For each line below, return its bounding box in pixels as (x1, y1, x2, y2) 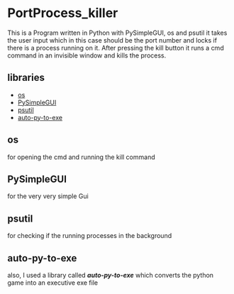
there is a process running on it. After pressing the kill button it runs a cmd (7, 43, 225, 52)
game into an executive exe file (7, 278, 98, 287)
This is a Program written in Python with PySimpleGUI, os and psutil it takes (7, 28, 228, 37)
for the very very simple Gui (7, 192, 89, 200)
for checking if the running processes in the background (7, 232, 172, 240)
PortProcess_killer (7, 5, 118, 21)
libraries (7, 72, 45, 84)
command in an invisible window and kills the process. (7, 51, 167, 60)
